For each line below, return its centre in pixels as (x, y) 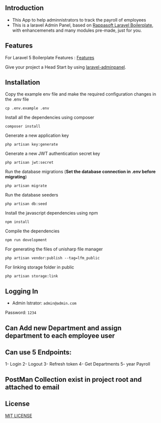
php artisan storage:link (31, 276)
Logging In (22, 291)
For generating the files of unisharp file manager (54, 249)
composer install (23, 126)
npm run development (26, 240)
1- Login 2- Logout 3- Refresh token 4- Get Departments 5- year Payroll (78, 364)
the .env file (17, 100)
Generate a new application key (37, 136)
